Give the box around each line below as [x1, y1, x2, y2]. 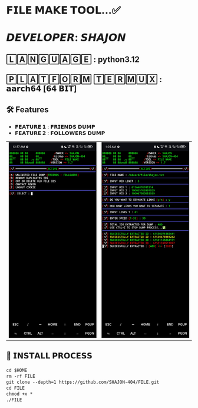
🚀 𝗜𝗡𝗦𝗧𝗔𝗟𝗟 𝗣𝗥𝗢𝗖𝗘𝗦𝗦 [6, 351, 93, 361]
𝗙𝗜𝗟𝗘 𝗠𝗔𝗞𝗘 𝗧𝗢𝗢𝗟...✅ [6, 4, 121, 17]
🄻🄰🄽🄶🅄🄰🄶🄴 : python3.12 [6, 54, 140, 64]
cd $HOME [6, 367, 28, 373]
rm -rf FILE [6, 373, 35, 379]
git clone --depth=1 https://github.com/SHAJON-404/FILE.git [6, 379, 160, 385]
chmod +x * [6, 391, 33, 397]
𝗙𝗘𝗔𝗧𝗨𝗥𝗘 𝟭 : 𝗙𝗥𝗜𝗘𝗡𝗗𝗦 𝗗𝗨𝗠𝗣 [14, 123, 95, 130]
